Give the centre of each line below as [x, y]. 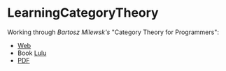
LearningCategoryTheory [83, 13]
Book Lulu [32, 53]
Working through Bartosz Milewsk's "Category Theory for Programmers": [113, 32]
